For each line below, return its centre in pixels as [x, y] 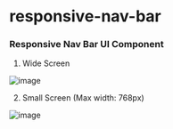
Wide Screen [46, 63]
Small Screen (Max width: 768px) [83, 98]
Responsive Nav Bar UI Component [86, 44]
